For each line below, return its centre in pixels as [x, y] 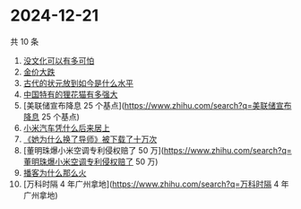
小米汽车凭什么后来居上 [66, 127]
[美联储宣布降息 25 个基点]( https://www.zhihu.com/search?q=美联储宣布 [157, 105]
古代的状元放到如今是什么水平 [78, 83]
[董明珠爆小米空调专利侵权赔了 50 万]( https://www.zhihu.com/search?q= [157, 150]
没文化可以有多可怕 [59, 60]
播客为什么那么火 [55, 172]
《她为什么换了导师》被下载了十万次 [90, 139]
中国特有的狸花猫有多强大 [70, 94]
